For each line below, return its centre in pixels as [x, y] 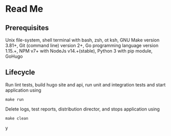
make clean [17, 118]
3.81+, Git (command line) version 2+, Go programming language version [82, 46]
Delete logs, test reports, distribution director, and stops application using [82, 109]
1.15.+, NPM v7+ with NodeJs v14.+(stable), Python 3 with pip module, [79, 51]
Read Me [24, 9]
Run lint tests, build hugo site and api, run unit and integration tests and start [86, 84]
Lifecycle [20, 72]
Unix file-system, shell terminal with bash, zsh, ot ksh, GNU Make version [82, 40]
